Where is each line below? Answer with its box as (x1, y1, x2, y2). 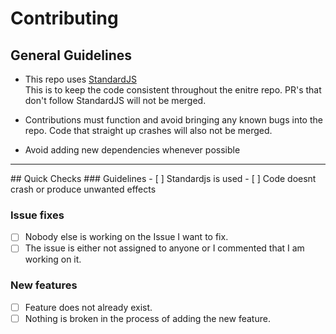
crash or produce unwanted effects (10, 183, 157, 195)
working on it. (24, 253, 82, 266)
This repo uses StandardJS (24, 73, 137, 85)
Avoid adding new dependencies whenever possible (24, 144, 241, 156)
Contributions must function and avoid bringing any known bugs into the (24, 114, 323, 126)
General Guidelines (10, 47, 132, 64)
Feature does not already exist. (24, 301, 153, 313)
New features (10, 278, 78, 292)
